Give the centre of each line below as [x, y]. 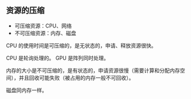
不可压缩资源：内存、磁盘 [45, 33]
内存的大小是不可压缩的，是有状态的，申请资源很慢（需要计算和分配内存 [93, 70]
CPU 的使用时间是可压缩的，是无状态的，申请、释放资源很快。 [81, 45]
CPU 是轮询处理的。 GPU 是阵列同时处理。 [58, 58]
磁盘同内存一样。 [27, 90]
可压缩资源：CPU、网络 [43, 26]
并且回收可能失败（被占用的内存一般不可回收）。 [76, 77]
